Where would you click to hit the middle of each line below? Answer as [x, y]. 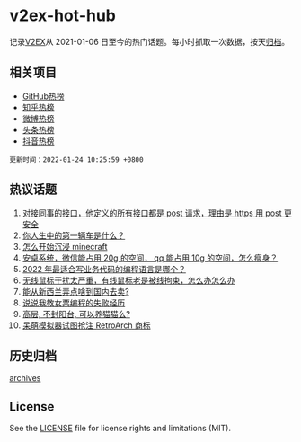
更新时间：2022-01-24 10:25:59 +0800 [76, 159]
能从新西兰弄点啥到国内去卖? [75, 291]
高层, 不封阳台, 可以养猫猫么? [76, 314]
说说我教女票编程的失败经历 [74, 303]
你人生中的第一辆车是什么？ [74, 235]
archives [25, 378]
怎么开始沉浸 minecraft [65, 246]
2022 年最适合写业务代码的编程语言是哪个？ [104, 269]
